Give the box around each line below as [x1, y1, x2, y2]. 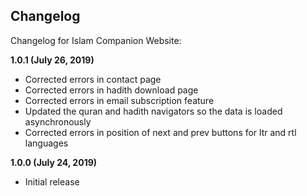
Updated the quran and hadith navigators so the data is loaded [24, 105, 283, 117]
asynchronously [24, 115, 92, 128]
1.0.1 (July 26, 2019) [10, 54, 95, 66]
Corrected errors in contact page [24, 73, 162, 85]
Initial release [24, 175, 80, 188]
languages [24, 137, 69, 149]
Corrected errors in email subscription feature [24, 94, 215, 106]
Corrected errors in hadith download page [24, 84, 199, 96]
